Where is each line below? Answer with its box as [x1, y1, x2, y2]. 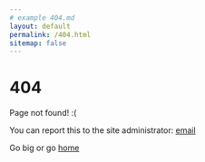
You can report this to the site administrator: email [9, 125, 197, 136]
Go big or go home [9, 142, 80, 154]
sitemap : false [9, 38, 67, 48]
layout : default [9, 22, 71, 31]
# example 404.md [9, 13, 75, 23]
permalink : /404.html [9, 30, 92, 39]
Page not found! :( [9, 108, 77, 119]
